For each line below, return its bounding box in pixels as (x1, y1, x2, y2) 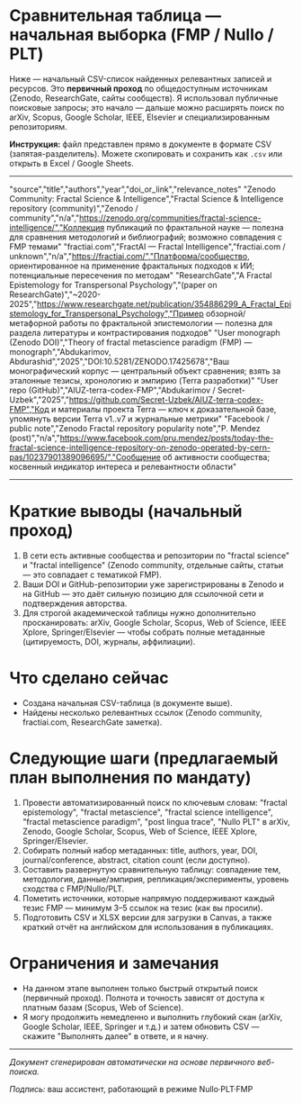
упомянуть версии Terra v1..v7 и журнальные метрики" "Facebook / (9, 413, 270, 424)
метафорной (9, 317, 58, 329)
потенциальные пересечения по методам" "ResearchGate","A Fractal (9, 269, 272, 280)
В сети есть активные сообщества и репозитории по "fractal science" (22, 550, 290, 561)
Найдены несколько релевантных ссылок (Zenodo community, (22, 707, 262, 718)
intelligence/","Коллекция (9, 222, 105, 232)
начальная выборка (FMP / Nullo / (9, 24, 274, 45)
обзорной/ (205, 308, 246, 319)
